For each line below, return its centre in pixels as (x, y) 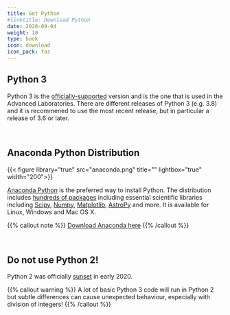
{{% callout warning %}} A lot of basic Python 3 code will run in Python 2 (111, 290)
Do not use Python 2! (53, 260)
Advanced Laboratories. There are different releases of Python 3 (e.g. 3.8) (112, 103)
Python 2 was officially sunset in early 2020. (70, 277)
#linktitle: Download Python (49, 20)
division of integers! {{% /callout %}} (59, 304)
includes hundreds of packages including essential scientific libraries (105, 197)
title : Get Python (33, 13)
